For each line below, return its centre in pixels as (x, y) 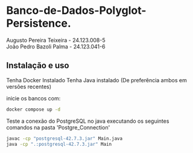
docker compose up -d (33, 109)
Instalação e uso (38, 66)
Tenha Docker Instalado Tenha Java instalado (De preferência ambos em (96, 80)
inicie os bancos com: (33, 98)
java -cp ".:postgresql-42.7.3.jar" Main (59, 144)
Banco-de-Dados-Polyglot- (76, 11)
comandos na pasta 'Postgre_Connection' (58, 127)
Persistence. (39, 23)
